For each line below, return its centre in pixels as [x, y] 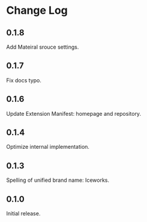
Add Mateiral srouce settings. [43, 47]
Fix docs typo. [24, 80]
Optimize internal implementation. [48, 147]
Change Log [37, 10]
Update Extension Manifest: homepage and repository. [74, 113]
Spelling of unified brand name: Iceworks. [58, 180]
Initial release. [23, 214]
